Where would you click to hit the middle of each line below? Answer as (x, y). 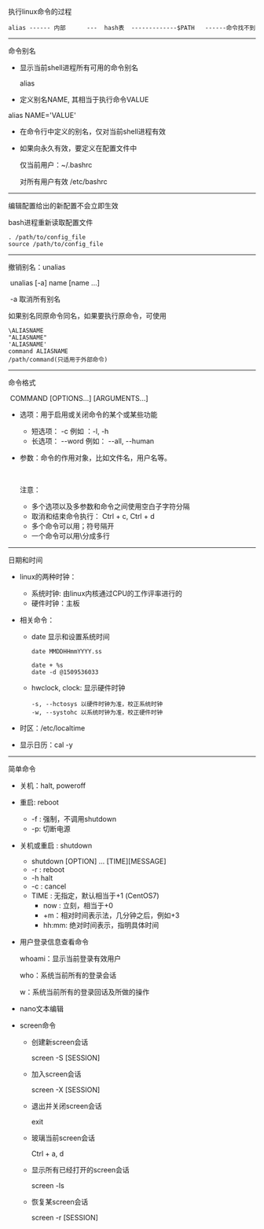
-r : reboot (48, 870)
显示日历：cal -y (46, 745)
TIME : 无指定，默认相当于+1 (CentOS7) (95, 896)
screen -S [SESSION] (66, 1058)
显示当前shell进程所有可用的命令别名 (79, 68)
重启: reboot (39, 802)
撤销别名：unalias (37, 267)
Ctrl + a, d (48, 1154)
